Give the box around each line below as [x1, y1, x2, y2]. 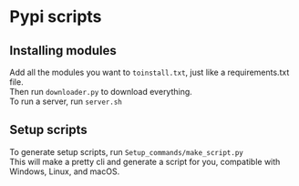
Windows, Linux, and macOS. [9, 166, 120, 177]
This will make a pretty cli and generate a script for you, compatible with [9, 156, 281, 167]
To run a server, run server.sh [9, 96, 123, 107]
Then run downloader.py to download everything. [9, 87, 193, 97]
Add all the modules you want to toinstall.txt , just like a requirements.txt [9, 67, 290, 77]
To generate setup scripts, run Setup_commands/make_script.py [9, 146, 243, 157]
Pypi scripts [9, 6, 102, 27]
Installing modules [9, 43, 117, 58]
